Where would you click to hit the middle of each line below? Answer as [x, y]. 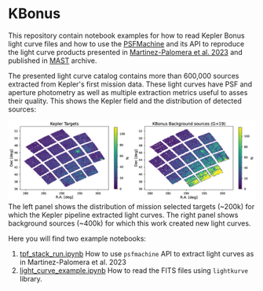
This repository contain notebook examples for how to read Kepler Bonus [126, 35]
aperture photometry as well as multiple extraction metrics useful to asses [128, 92]
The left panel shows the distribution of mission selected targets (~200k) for [131, 207]
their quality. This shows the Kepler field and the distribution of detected [125, 101]
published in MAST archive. [53, 61]
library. [31, 279]
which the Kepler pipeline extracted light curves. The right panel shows [123, 215]
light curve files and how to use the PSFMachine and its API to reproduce [126, 43]
